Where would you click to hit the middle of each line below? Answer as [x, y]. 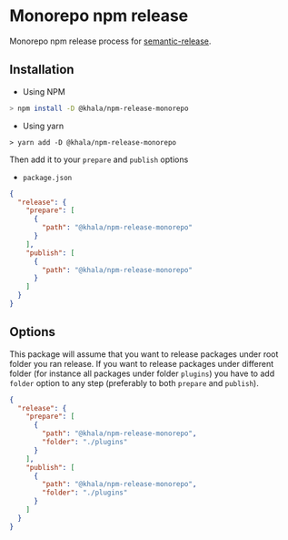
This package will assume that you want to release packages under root [144, 354]
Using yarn [43, 126]
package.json [47, 178]
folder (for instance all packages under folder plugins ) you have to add [142, 373]
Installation [42, 70]
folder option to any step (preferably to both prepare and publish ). [134, 382]
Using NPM [44, 91]
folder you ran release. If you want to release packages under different [142, 363]
